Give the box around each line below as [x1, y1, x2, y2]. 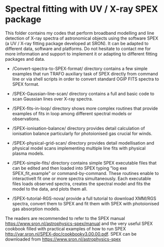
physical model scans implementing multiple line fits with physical [12, 145, 146, 151]
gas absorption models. [12, 206, 60, 212]
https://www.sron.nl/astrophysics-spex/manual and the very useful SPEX [5, 221, 153, 226]
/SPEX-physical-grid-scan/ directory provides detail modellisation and [12, 140, 155, 146]
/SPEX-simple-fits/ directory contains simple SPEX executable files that [12, 160, 157, 166]
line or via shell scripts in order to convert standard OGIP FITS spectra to [12, 76, 160, 82]
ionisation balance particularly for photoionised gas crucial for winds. [12, 130, 152, 136]
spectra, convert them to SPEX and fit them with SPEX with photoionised [12, 200, 160, 206]
